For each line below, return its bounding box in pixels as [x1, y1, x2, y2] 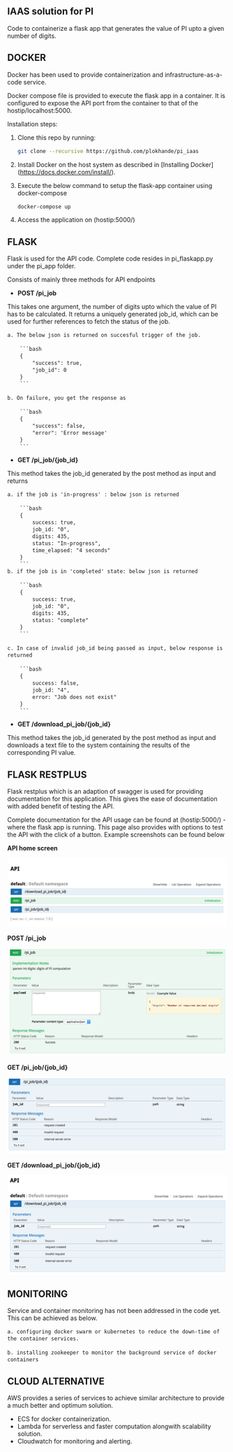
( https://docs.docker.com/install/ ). [17, 168, 116, 176]
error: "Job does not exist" [32, 694, 117, 701]
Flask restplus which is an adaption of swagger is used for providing [7, 787, 204, 795]
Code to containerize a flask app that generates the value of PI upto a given [7, 24, 225, 32]
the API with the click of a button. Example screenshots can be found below [7, 831, 225, 838]
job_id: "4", [32, 687, 70, 694]
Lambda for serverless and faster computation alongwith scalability [17, 1422, 211, 1431]
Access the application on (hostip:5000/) [17, 216, 135, 224]
